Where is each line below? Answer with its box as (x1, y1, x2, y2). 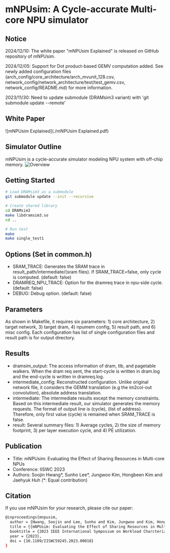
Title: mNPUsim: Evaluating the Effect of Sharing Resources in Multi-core (12, 455, 165, 461)
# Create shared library (5, 204, 58, 209)
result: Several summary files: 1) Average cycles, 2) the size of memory (12, 422, 161, 428)
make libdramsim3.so (5, 213, 49, 218)
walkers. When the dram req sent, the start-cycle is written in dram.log (12, 368, 160, 374)
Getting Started (5, 176, 55, 185)
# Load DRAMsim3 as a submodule (5, 189, 73, 194)
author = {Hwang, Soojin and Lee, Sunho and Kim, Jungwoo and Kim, (10, 520, 155, 525)
